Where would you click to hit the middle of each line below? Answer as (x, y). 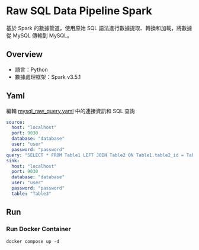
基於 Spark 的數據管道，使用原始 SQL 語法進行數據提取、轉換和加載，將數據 (99, 28)
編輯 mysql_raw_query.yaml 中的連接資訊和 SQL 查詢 (70, 111)
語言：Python (31, 69)
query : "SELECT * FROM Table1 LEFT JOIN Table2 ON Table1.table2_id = (95, 155)
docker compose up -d (33, 241)
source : (16, 122)
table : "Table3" (31, 194)
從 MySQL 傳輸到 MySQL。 (39, 35)
